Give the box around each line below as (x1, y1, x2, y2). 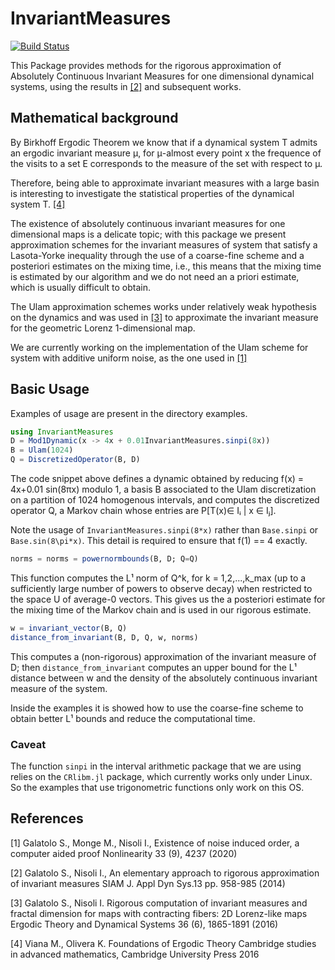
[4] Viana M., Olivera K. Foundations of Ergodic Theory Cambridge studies (10, 937, 317, 949)
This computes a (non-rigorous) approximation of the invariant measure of (10, 650, 317, 662)
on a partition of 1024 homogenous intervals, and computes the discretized (10, 494, 320, 506)
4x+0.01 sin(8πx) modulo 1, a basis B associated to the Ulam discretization (10, 483, 317, 496)
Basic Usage (10, 381, 90, 398)
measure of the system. (10, 682, 108, 694)
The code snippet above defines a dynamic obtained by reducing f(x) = (10, 473, 305, 485)
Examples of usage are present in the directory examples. (10, 407, 248, 419)
